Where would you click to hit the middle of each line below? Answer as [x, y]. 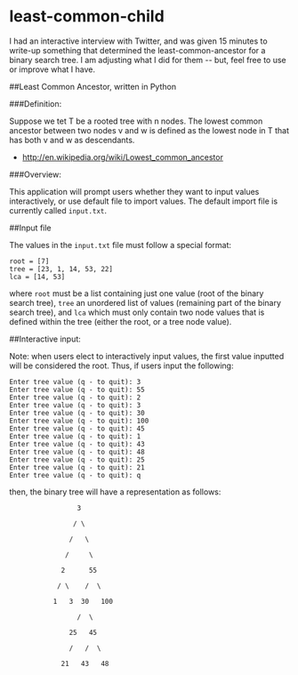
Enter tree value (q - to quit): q [75, 475]
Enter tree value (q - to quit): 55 [77, 390]
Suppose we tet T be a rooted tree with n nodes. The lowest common [136, 121]
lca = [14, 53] [37, 277]
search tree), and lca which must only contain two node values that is [137, 312]
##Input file [30, 228]
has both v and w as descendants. [72, 140]
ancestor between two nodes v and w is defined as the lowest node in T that [149, 130]
